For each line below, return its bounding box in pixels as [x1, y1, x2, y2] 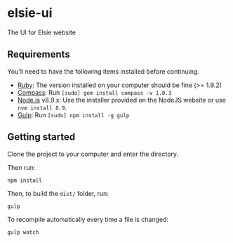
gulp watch [7, 228, 39, 236]
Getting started [7, 131, 76, 143]
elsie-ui [7, 5, 53, 21]
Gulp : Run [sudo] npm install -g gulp [17, 110, 130, 119]
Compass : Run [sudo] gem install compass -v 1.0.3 [17, 88, 172, 96]
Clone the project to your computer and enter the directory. [7, 150, 179, 158]
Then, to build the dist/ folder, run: [7, 189, 109, 197]
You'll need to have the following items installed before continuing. [7, 67, 200, 75]
